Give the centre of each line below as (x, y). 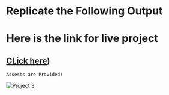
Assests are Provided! (34, 75)
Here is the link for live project (82, 39)
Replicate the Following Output (84, 11)
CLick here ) (28, 60)
